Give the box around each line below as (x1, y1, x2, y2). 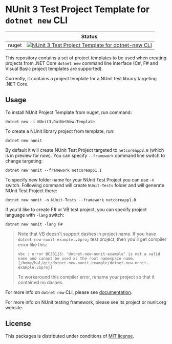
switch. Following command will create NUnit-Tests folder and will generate (5, 182, 165, 188)
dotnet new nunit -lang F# (5, 221, 63, 227)
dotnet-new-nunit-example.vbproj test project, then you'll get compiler (17, 236, 167, 242)
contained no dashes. (17, 279, 64, 285)
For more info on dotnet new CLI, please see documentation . (5, 289, 133, 295)
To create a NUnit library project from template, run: (5, 128, 115, 134)
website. (5, 304, 24, 310)
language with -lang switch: (5, 212, 64, 218)
